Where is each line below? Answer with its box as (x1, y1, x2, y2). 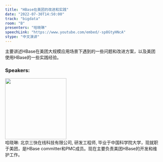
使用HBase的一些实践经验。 (5, 54, 61, 60)
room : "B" (5, 20, 25, 26)
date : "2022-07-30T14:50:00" (5, 12, 65, 17)
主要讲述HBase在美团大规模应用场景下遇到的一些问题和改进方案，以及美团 (5, 48, 156, 54)
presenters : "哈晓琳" (5, 25, 47, 30)
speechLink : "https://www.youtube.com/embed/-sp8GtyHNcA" (5, 30, 126, 35)
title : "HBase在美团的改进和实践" (5, 7, 69, 12)
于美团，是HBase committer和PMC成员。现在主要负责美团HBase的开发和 (5, 146, 153, 152)
